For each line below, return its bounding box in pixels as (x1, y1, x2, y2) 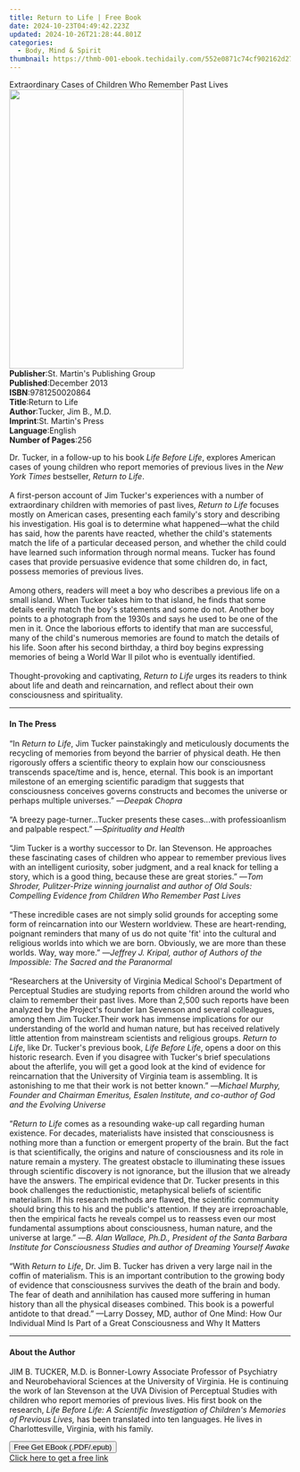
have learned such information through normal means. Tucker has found (9, 547, 276, 557)
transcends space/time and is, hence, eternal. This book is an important (9, 766, 274, 778)
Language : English (9, 426, 77, 436)
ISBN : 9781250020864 (9, 387, 91, 398)
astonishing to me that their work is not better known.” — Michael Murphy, (9, 1080, 281, 1091)
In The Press (9, 718, 57, 729)
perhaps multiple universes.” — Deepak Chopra (9, 795, 183, 806)
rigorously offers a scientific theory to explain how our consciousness (9, 757, 266, 768)
